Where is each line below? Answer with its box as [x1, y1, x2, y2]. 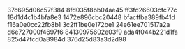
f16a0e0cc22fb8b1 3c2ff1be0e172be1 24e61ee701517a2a [7, 21, 170, 28]
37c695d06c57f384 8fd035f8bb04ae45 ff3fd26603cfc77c [7, 6, 177, 14]
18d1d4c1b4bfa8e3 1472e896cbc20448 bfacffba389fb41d [7, 13, 176, 21]
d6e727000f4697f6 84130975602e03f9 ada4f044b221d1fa [7, 28, 178, 36]
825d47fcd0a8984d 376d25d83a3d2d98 [7, 35, 127, 43]
